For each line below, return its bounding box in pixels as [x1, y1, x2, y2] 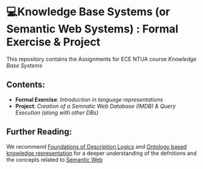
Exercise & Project [6, 35, 101, 49]
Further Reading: [6, 127, 72, 137]
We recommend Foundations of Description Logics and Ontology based [6, 143, 187, 150]
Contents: [6, 80, 45, 90]
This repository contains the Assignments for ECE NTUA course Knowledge [6, 55, 197, 62]
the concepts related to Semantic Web [6, 156, 103, 163]
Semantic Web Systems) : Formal [6, 22, 179, 36]
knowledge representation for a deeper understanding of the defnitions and [6, 149, 197, 157]
